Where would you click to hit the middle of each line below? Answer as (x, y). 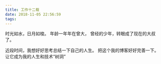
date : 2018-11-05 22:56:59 (33, 14)
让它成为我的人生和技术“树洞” (36, 57)
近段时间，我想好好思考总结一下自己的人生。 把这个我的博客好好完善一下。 (82, 51)
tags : (11, 19)
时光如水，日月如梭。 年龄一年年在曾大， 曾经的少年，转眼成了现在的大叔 (80, 34)
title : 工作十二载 (22, 10)
